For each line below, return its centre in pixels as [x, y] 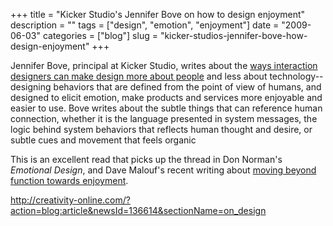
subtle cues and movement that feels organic [103, 140]
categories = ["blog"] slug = [100, 35]
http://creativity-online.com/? [70, 200]
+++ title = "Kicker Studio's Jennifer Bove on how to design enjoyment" [158, 14]
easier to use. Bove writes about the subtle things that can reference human [166, 108]
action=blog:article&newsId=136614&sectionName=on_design [138, 210]
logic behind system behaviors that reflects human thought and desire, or [161, 129]
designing [31, 87]
